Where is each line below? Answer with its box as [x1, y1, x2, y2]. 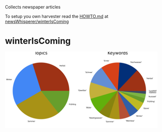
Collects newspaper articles [5, 4, 61, 10]
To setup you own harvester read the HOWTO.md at [5, 14, 109, 19]
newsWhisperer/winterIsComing [5, 19, 69, 24]
